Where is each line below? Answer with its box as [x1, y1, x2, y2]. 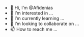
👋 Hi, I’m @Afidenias [10, 5, 53, 10]
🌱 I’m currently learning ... [10, 15, 65, 21]
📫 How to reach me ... [10, 26, 58, 32]
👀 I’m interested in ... [10, 10, 53, 16]
